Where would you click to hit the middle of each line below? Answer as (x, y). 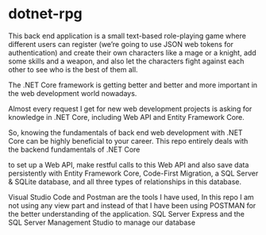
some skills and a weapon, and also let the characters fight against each (126, 61)
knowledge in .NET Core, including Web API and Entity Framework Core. (126, 117)
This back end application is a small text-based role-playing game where (127, 36)
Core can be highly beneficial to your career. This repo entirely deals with (128, 141)
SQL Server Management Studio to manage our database (102, 222)
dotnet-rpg (46, 14)
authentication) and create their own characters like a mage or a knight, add (132, 52)
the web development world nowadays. (73, 93)
